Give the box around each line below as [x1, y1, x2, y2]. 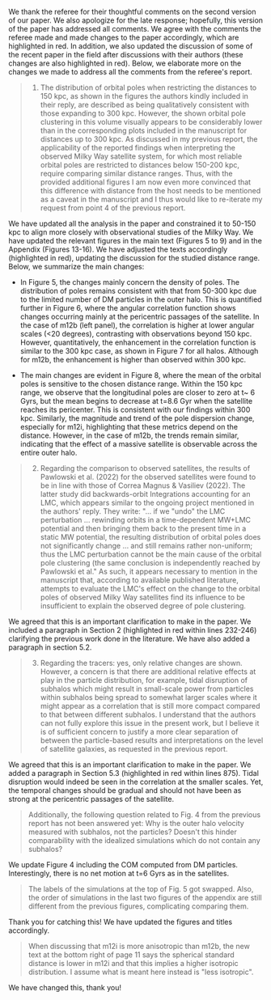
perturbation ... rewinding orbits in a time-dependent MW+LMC [40, 515, 252, 524]
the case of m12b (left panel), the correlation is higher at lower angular [19, 320, 255, 330]
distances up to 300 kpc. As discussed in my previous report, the [40, 134, 258, 144]
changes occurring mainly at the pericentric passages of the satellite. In [19, 311, 260, 321]
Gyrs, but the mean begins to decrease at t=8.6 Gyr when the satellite [19, 396, 253, 405]
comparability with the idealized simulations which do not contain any [28, 836, 260, 845]
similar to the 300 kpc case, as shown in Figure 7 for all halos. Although [19, 346, 259, 355]
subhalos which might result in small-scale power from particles [40, 684, 254, 693]
